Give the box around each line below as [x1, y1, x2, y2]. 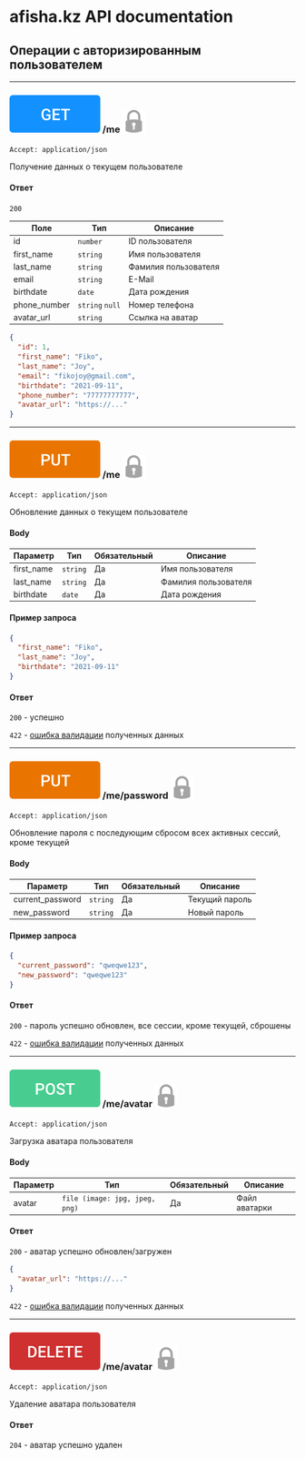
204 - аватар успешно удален [9, 1440, 123, 1451]
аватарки [236, 1202, 272, 1213]
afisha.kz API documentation [9, 6, 233, 27]
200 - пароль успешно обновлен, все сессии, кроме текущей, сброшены [9, 1020, 291, 1031]
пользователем [9, 56, 103, 72]
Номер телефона [128, 299, 194, 310]
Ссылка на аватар [128, 311, 198, 322]
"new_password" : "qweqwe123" [17, 971, 128, 980]
